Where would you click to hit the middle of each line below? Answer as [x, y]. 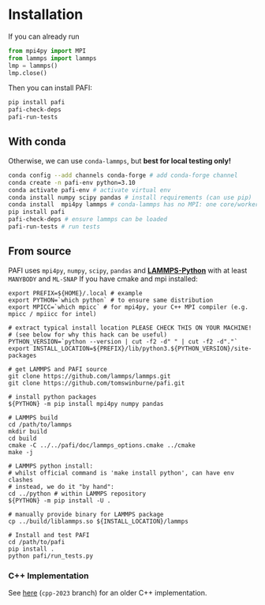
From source [40, 252]
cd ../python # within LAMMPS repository [77, 494]
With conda [37, 142]
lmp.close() [28, 73]
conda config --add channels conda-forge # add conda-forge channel [123, 175]
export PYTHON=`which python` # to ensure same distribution [111, 300]
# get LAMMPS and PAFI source [58, 369]
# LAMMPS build [33, 417]
